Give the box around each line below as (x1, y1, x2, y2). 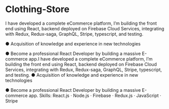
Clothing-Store (5, 4, 70, 15)
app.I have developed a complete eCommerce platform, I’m (28, 56, 153, 62)
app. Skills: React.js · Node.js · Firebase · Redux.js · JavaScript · (28, 92, 161, 98)
